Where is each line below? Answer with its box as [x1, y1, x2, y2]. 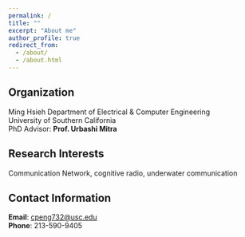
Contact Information [8, 191, 112, 204]
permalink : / [8, 11, 52, 20]
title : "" [8, 19, 41, 27]
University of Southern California [8, 115, 117, 124]
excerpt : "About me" [8, 26, 77, 34]
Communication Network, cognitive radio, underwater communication [8, 168, 238, 178]
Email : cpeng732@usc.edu [8, 212, 97, 222]
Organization [8, 85, 74, 100]
